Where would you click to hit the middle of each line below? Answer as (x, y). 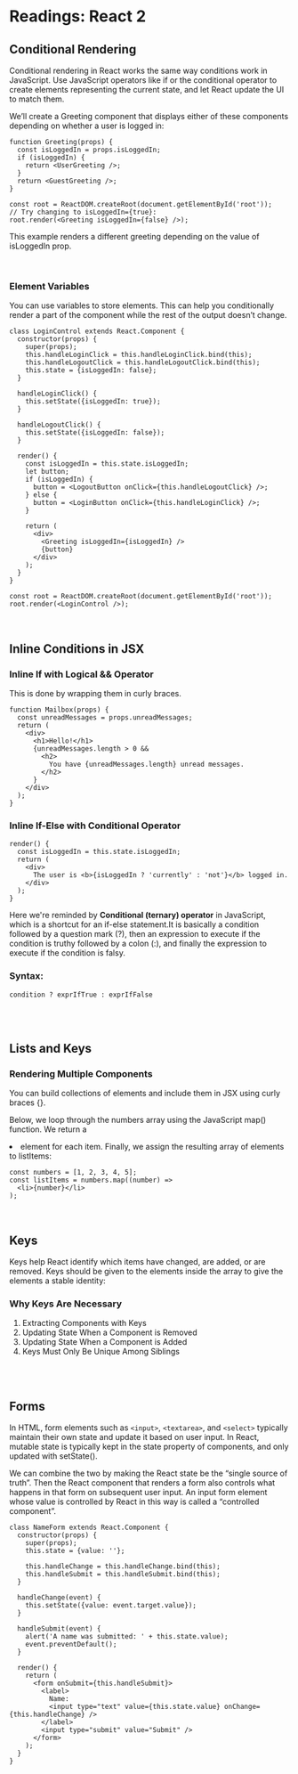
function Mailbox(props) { (59, 710)
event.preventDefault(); (71, 1645)
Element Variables (49, 286)
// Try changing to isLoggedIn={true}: (83, 212)
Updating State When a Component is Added (105, 1342)
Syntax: (27, 976)
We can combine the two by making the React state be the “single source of (149, 1473)
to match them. (37, 99)
